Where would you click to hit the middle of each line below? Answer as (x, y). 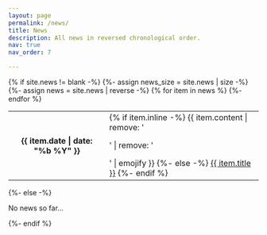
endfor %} (25, 99)
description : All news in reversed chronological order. (104, 38)
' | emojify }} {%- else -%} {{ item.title (180, 163)
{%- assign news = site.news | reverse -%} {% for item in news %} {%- (125, 91)
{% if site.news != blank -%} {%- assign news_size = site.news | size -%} (128, 82)
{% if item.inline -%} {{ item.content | (178, 118)
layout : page (30, 15)
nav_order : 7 (30, 52)
